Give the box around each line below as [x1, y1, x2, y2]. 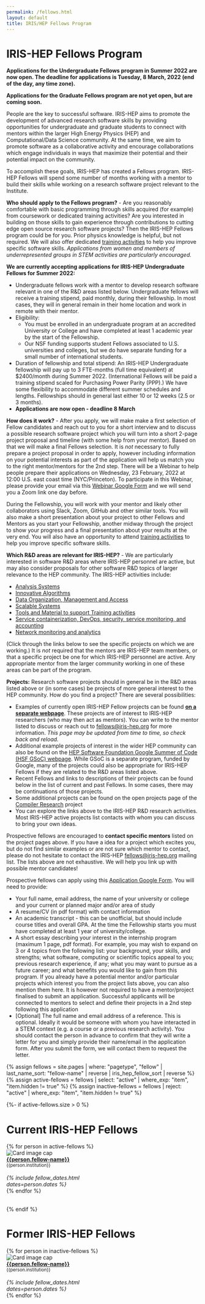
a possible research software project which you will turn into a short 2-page [6, 430, 198, 438]
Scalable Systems [15, 602, 61, 610]
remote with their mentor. [15, 308, 80, 315]
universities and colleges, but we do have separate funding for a [24, 347, 187, 354]
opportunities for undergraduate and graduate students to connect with [6, 123, 187, 131]
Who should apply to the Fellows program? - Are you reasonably [6, 199, 173, 207]
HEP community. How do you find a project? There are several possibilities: [6, 691, 196, 699]
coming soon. [6, 99, 42, 106]
